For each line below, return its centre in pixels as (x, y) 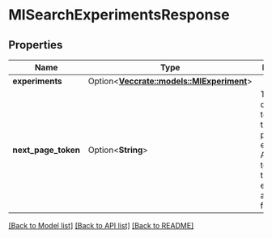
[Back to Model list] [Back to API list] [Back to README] (101, 225)
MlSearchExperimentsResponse (119, 15)
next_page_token (47, 150)
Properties (36, 45)
